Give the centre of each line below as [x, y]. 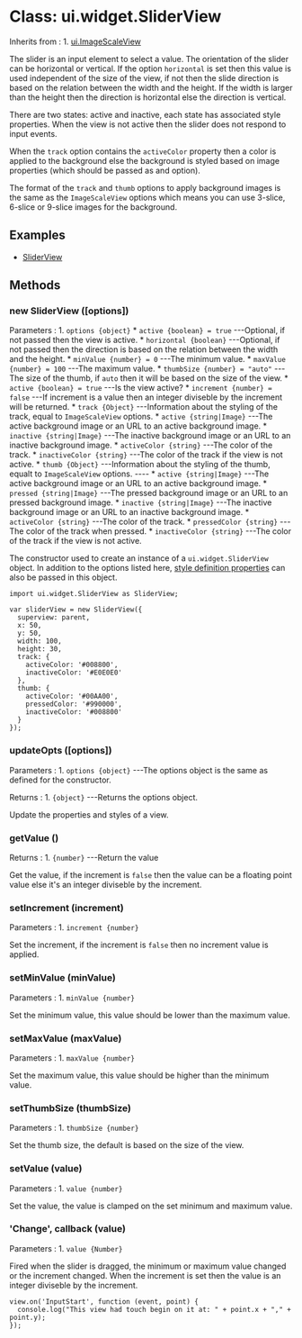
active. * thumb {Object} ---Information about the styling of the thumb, [140, 465]
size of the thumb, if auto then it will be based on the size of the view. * [157, 378]
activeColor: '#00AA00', [72, 696]
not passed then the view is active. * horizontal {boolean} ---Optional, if [145, 340]
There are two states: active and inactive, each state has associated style [145, 114]
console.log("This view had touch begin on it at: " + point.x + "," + [155, 1309]
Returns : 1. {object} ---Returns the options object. [104, 797]
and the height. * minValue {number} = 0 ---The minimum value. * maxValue [147, 359]
